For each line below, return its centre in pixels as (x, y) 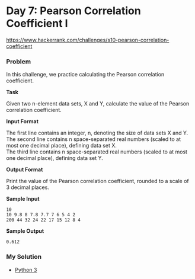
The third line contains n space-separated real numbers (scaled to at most (97, 152)
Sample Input (23, 199)
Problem (19, 62)
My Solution (24, 257)
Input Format (22, 121)
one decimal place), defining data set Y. (55, 158)
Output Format (25, 169)
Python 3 (26, 270)
